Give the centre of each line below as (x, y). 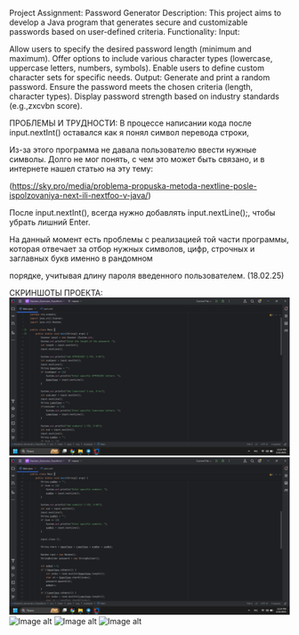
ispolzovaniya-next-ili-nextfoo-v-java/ (79, 195)
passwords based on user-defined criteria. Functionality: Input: (125, 32)
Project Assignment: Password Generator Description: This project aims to (145, 13)
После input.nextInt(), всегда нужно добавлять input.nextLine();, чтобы (142, 212)
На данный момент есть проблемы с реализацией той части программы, (149, 239)
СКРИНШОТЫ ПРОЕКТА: (56, 293)
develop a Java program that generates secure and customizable (129, 22)
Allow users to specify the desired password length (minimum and (130, 49)
